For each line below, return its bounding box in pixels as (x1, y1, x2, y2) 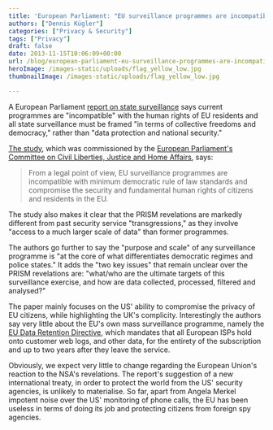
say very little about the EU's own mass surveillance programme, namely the (8, 319, 265, 328)
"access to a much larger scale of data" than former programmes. (8, 227, 229, 237)
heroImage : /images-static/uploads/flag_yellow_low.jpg (8, 65, 201, 73)
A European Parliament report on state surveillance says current (8, 102, 223, 111)
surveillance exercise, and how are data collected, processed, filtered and (8, 277, 256, 287)
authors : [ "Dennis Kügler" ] (8, 20, 104, 28)
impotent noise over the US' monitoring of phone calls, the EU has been (8, 395, 249, 405)
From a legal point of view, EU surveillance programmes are (28, 167, 228, 177)
